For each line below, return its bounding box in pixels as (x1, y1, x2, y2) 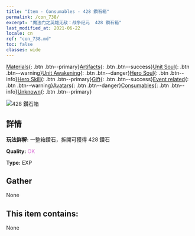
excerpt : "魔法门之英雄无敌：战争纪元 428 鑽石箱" (6, 19, 122, 25)
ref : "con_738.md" (6, 36, 51, 42)
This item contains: (6, 208, 79, 218)
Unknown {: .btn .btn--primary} (17, 88, 92, 95)
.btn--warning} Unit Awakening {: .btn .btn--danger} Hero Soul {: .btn (6, 69, 169, 77)
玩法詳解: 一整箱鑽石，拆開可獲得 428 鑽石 (6, 136, 110, 143)
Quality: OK (6, 148, 35, 155)
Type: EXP (6, 159, 32, 166)
